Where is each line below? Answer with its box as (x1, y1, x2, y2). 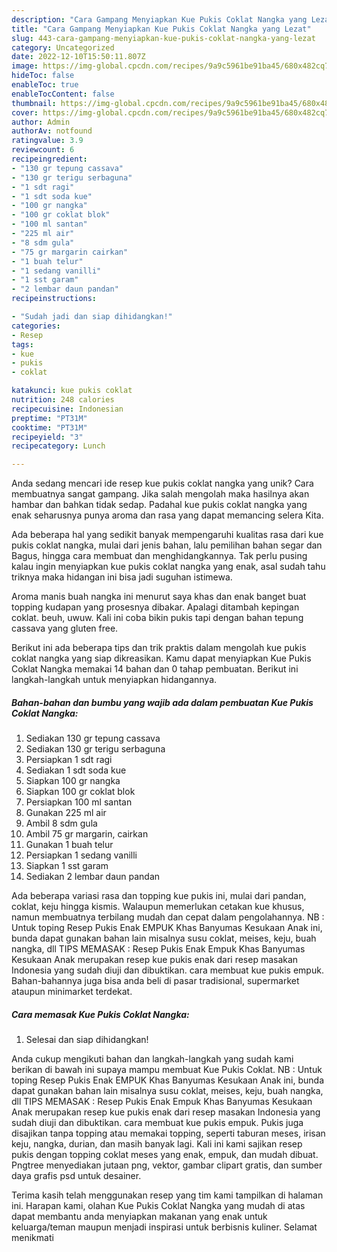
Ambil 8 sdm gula (25, 817, 98, 830)
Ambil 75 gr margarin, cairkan (25, 828, 149, 840)
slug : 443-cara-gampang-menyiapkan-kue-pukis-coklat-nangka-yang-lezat (11, 33, 316, 43)
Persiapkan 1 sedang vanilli (25, 849, 138, 861)
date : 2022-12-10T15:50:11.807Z (11, 52, 146, 62)
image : (11, 61, 39, 71)
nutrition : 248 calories (11, 395, 115, 405)
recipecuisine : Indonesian (11, 404, 124, 414)
